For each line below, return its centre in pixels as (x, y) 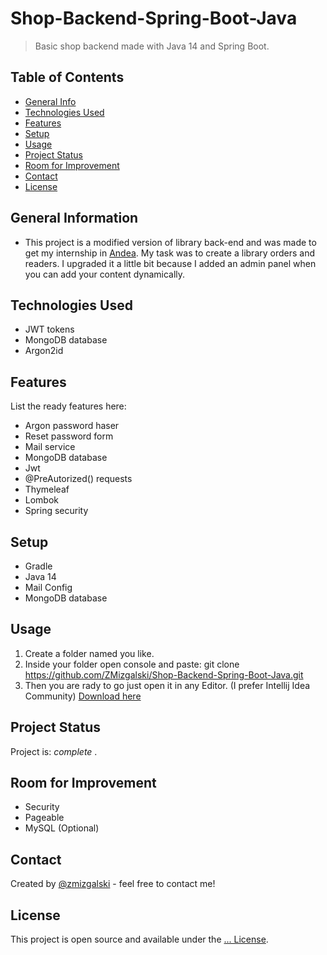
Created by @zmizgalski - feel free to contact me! (113, 884)
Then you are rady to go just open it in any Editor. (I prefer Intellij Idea (167, 685)
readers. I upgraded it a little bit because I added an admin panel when (170, 263)
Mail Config (48, 587)
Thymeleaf (47, 489)
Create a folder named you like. (89, 653)
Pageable (44, 818)
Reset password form (69, 436)
